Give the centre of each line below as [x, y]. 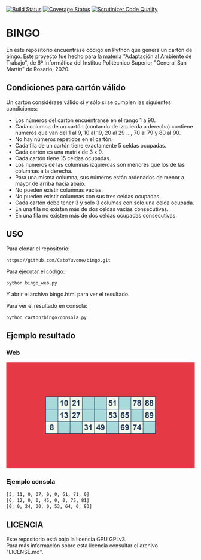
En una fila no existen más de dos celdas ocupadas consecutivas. [96, 215]
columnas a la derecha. [44, 171]
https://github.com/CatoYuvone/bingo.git [59, 260]
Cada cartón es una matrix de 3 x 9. [59, 152]
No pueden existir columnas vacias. [59, 190]
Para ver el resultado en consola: [47, 305]
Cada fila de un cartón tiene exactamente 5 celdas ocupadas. [90, 145]
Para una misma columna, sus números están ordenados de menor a [99, 177]
